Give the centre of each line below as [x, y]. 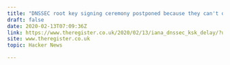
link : [15, 32]
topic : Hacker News [35, 45]
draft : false [26, 20]
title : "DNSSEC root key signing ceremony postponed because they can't [113, 13]
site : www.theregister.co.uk [49, 39]
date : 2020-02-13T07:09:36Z [47, 26]
